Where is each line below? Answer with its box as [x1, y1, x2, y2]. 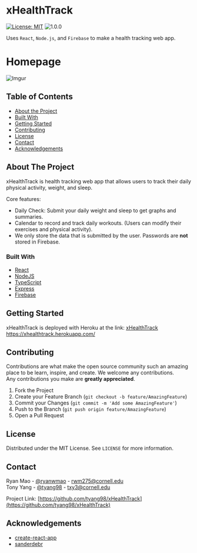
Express [14, 285, 35, 292]
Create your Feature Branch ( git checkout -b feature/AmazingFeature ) [14, 393, 188, 400]
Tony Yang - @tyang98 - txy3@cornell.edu [6, 484, 111, 491]
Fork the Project [14, 387, 54, 394]
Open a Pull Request [14, 412, 65, 419]
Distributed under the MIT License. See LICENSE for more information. [6, 445, 173, 452]
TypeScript [14, 278, 42, 286]
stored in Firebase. [14, 238, 61, 245]
